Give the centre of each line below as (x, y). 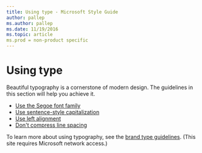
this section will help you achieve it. (51, 94)
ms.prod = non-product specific (47, 40)
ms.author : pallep (30, 23)
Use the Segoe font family (48, 105)
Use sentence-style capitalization (57, 112)
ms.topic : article (30, 35)
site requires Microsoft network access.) (57, 143)
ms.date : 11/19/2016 (33, 29)
